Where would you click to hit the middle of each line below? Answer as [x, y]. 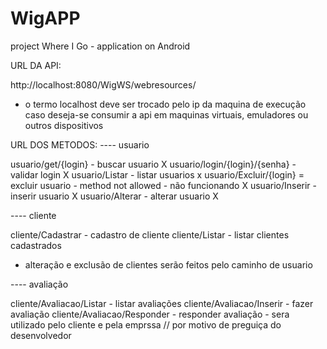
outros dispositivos [64, 125]
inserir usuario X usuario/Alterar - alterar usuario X [114, 196]
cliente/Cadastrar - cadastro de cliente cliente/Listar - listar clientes [150, 234]
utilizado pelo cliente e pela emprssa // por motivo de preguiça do [146, 324]
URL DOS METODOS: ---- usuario [80, 144]
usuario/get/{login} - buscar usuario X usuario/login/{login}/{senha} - [153, 164]
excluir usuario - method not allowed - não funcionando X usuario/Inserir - [164, 185]
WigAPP [45, 18]
